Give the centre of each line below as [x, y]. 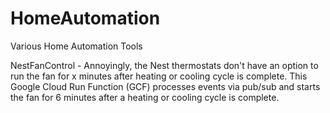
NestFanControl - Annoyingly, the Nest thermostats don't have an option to [164, 65]
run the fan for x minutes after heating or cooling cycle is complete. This [159, 76]
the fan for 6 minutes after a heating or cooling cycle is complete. [145, 97]
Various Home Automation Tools [76, 46]
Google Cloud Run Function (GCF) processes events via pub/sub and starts [165, 86]
